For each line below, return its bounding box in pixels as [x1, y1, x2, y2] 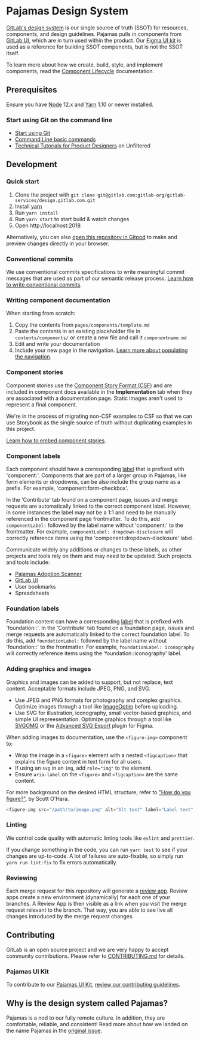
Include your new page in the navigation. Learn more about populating [14, 346, 188, 354]
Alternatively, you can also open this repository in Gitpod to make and [6, 233, 177, 240]
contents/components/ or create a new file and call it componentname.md [14, 334, 187, 341]
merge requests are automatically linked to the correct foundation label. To [6, 631, 190, 638]
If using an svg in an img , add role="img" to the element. [14, 764, 152, 771]
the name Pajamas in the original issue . [6, 1027, 103, 1034]
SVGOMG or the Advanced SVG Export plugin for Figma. [14, 722, 154, 729]
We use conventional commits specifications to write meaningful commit [6, 269, 185, 276]
